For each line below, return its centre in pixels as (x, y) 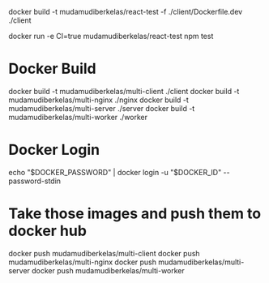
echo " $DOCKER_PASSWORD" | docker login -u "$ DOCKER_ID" (115, 172)
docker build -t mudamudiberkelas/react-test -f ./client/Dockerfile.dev (126, 12)
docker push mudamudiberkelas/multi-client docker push (104, 253)
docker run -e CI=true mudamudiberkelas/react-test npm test (111, 36)
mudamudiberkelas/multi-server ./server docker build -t (102, 108)
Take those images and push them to (135, 214)
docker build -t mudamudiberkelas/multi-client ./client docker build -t (124, 91)
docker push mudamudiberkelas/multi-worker (108, 270)
